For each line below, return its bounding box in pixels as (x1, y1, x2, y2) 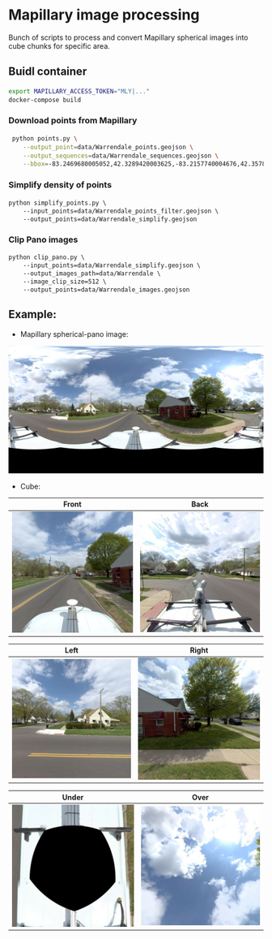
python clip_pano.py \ (8, 253, 85, 261)
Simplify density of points (8, 179, 112, 191)
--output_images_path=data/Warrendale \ (23, 269, 161, 278)
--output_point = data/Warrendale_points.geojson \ (23, 143, 194, 151)
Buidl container (8, 65, 87, 79)
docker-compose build (8, 96, 82, 104)
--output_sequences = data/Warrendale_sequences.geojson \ (23, 152, 219, 160)
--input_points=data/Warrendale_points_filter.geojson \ (23, 207, 219, 215)
